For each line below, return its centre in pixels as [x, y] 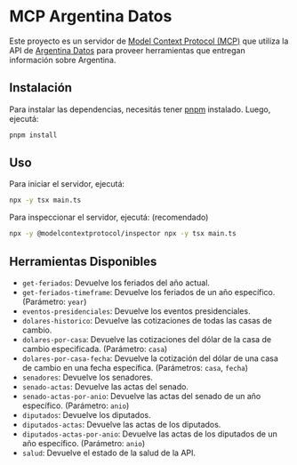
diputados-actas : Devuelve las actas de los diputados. [121, 425]
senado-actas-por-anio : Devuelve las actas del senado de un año [141, 396]
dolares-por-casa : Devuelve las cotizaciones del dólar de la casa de [147, 339]
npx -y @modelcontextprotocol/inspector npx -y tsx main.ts [123, 234]
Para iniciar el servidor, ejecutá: [67, 184]
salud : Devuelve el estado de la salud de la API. [109, 453]
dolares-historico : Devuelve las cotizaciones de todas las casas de [147, 321]
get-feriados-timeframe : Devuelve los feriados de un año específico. [148, 292]
